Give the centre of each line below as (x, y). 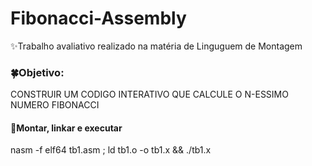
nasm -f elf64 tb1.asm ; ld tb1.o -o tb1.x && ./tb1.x (111, 150)
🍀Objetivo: (37, 72)
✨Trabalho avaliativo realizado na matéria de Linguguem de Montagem (156, 46)
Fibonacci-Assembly (98, 18)
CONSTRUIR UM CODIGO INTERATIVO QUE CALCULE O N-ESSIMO (149, 94)
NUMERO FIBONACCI (55, 105)
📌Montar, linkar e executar (66, 128)
